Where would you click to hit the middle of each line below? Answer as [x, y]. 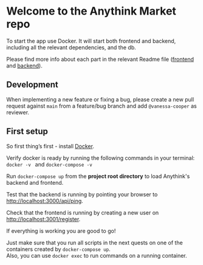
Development [33, 85]
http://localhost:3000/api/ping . [45, 201]
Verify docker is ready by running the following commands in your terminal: [101, 158]
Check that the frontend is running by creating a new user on [83, 212]
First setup [27, 132]
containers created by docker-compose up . [58, 249]
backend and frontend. [35, 182]
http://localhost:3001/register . [43, 219]
